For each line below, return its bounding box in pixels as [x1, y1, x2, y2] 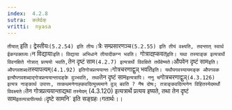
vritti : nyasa [7, 23, 52, 30]
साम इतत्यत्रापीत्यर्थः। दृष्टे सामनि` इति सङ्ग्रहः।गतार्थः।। [7, 95, 123, 103]
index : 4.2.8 [7, 10, 49, 17]
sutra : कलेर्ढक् [7, 17, 47, 24]
